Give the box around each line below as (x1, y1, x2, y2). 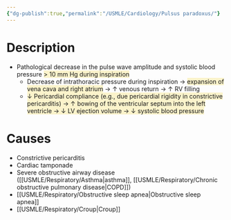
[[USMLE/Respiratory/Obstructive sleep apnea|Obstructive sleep (16, 190, 201, 199)
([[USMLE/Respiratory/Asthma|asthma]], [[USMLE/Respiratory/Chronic (16, 175, 219, 183)
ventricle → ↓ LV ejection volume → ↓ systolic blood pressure (26, 106, 205, 114)
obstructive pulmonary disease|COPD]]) (16, 183, 131, 191)
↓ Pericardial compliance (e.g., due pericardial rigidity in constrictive (26, 92, 223, 100)
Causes (6, 130, 51, 146)
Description (6, 39, 75, 55)
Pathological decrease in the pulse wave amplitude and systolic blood (16, 63, 216, 71)
